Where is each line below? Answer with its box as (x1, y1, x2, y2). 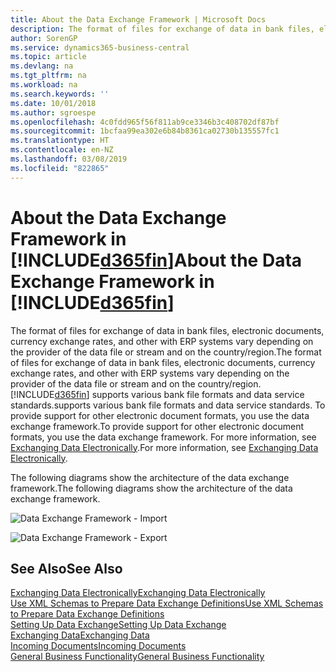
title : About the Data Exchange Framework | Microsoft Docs (10, 14, 267, 25)
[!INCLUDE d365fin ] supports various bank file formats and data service (10, 388, 305, 400)
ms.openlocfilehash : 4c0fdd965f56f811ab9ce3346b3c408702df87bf (10, 117, 280, 127)
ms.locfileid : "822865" (10, 163, 110, 173)
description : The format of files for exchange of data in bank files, (10, 24, 315, 34)
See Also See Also (10, 560, 123, 577)
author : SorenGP (10, 33, 78, 43)
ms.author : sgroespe (10, 107, 97, 118)
